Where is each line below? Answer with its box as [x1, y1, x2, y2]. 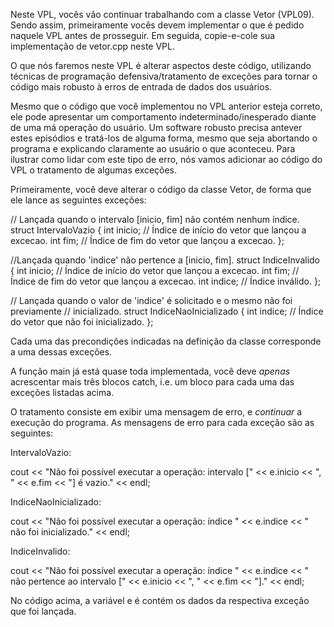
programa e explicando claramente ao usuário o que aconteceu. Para [10, 143, 296, 154]
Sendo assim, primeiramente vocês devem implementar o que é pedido [10, 19, 305, 31]
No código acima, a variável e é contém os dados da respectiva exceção [10, 595, 310, 606]
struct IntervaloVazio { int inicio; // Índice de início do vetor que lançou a [10, 224, 307, 236]
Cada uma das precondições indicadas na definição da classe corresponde [10, 335, 322, 347]
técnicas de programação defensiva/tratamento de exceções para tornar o [10, 70, 318, 82]
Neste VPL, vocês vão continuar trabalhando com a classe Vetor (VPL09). [10, 9, 315, 20]
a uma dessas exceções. [10, 346, 113, 358]
